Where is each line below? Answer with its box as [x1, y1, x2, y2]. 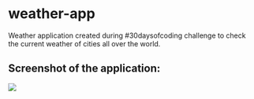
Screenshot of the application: [8, 62, 161, 75]
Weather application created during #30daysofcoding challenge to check [8, 31, 246, 40]
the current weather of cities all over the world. [8, 38, 161, 48]
